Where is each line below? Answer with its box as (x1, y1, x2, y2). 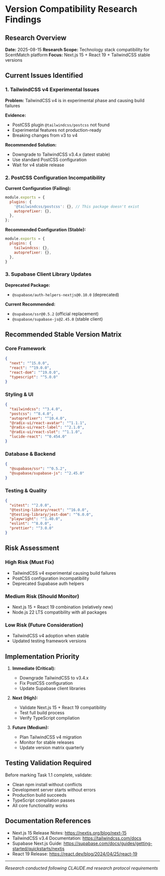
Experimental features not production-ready (12, 127, 102, 133)
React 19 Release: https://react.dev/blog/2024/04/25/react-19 (12, 851, 137, 857)
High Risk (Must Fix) (5, 559, 55, 566)
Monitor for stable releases (19, 739, 75, 745)
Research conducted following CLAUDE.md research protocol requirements (5, 865, 158, 871)
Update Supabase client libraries (19, 686, 86, 692)
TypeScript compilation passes (12, 797, 75, 803)
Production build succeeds (12, 792, 67, 798)
